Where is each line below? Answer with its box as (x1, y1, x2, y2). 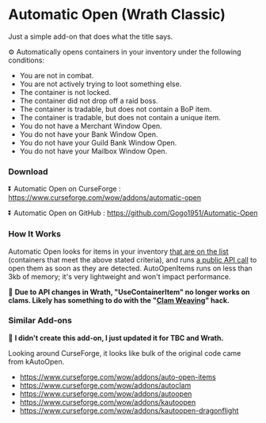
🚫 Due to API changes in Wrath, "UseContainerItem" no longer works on (8, 287, 250, 296)
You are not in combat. (19, 70, 94, 80)
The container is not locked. (19, 87, 112, 96)
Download (8, 166, 49, 177)
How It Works (8, 228, 62, 240)
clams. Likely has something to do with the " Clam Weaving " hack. (8, 295, 230, 305)
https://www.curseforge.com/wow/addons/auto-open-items (19, 372, 216, 381)
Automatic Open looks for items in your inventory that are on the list (8, 247, 229, 256)
